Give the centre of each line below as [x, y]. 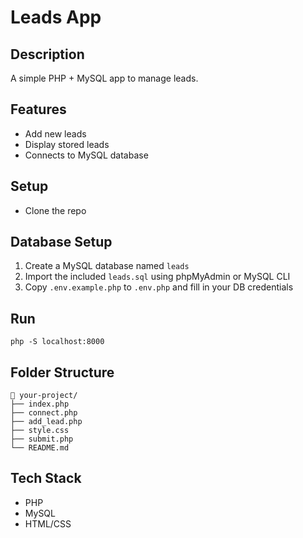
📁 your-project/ [44, 396]
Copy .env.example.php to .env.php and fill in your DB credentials [159, 287]
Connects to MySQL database [86, 155]
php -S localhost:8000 [57, 342]
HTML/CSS [48, 523]
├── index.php [40, 404]
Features [38, 109]
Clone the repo [55, 210]
